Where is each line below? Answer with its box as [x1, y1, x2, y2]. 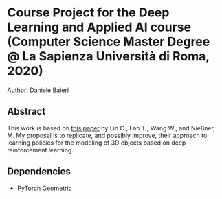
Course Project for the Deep [7, 5, 170, 21]
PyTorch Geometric [16, 184, 72, 192]
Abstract [7, 106, 46, 117]
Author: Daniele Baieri [7, 86, 69, 94]
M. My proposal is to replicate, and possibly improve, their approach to [7, 131, 208, 139]
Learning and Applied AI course [7, 19, 191, 35]
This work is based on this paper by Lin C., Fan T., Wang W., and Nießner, [7, 124, 215, 132]
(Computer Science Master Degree [7, 34, 210, 49]
